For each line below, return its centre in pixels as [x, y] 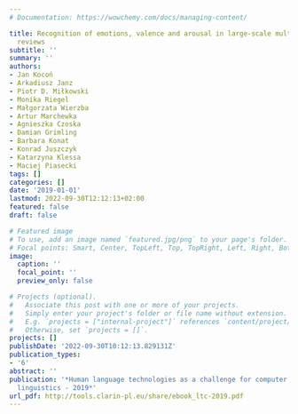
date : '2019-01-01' [45, 191]
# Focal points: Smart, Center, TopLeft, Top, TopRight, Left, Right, [142, 248]
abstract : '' [33, 371]
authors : [25, 67]
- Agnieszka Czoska [45, 124]
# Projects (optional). [53, 297]
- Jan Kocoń [31, 75]
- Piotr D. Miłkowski [49, 91]
